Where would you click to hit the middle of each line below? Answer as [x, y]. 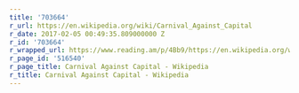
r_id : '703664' [37, 42]
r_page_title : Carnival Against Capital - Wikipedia [109, 67]
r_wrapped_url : [37, 50]
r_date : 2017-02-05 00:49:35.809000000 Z [87, 34]
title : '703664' [39, 17]
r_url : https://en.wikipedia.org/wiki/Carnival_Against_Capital [131, 26]
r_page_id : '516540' [48, 58]
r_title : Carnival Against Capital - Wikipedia [99, 75]
